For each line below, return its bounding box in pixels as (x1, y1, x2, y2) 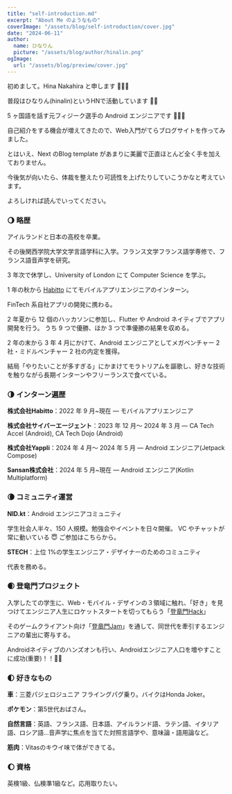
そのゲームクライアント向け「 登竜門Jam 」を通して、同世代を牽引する (7, 622, 207, 630)
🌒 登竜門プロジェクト (7, 581, 81, 591)
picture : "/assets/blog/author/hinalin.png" (13, 49, 144, 56)
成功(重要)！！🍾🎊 (12, 654, 62, 662)
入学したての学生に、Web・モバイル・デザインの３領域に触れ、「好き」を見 (7, 598, 224, 606)
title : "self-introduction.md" (7, 10, 98, 17)
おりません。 (12, 158, 50, 167)
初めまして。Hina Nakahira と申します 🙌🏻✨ (7, 81, 130, 90)
